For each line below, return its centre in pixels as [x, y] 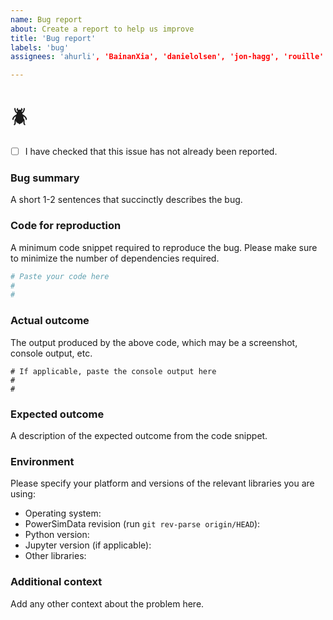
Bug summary [45, 178]
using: [23, 494]
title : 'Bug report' [53, 38]
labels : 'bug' [40, 47]
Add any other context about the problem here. [107, 603]
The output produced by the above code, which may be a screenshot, [154, 342]
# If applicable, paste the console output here [113, 371]
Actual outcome [50, 321]
